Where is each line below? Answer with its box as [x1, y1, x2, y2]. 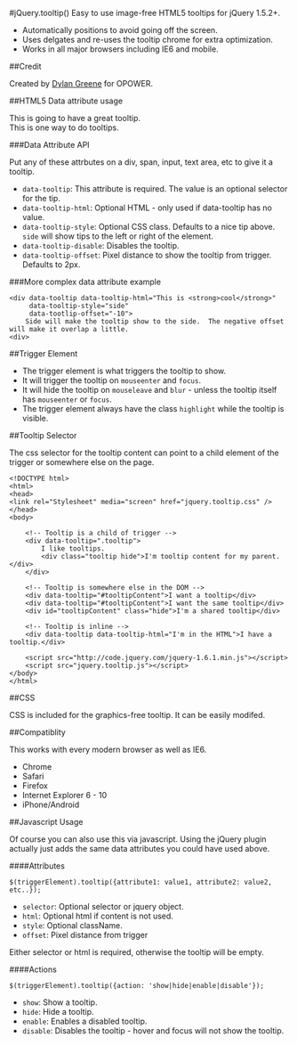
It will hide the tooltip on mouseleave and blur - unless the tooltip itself [21, 385, 277, 395]
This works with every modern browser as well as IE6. [9, 744, 207, 755]
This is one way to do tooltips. [9, 122, 119, 133]
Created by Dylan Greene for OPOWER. [9, 78, 154, 88]
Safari [21, 771, 44, 781]
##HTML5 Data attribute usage [9, 95, 123, 106]
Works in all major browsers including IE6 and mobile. [21, 44, 220, 54]
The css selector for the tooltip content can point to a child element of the [9, 447, 279, 458]
